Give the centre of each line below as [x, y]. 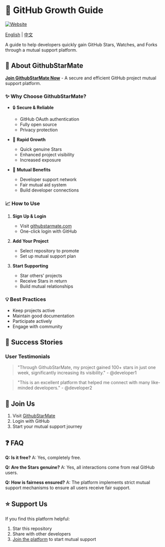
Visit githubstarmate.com [46, 226]
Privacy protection [39, 130]
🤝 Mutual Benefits [31, 170]
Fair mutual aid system [43, 185]
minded [25, 388]
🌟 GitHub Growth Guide [54, 10]
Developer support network [48, 179]
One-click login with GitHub [48, 231]
